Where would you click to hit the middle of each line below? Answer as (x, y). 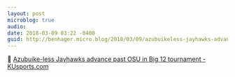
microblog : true (31, 20)
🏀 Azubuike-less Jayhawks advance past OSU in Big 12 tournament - (107, 59)
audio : (17, 26)
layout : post (26, 14)
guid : (15, 40)
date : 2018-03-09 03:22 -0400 (51, 33)
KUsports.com (28, 67)
